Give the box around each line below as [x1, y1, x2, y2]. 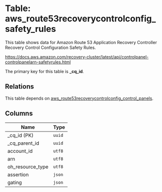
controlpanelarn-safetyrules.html [5, 59, 71, 65]
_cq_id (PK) [7, 132, 34, 138]
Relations [5, 83, 34, 91]
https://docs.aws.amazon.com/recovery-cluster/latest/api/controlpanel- [5, 54, 149, 59]
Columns [5, 109, 33, 118]
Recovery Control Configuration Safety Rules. [5, 44, 96, 50]
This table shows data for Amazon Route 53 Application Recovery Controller [5, 39, 157, 45]
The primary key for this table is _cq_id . [5, 68, 84, 74]
